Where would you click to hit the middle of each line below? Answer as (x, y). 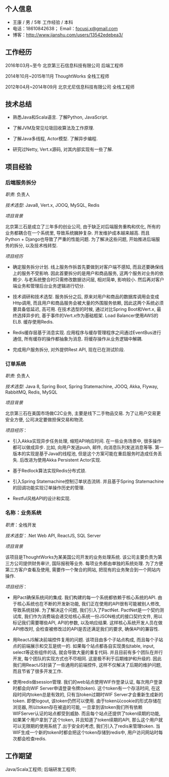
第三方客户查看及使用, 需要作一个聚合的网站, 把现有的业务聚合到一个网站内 (83, 570)
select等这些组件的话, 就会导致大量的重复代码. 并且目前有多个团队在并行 (88, 652)
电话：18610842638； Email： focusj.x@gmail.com (65, 28)
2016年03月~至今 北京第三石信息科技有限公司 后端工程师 (64, 65)
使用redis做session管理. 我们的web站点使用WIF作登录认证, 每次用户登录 (88, 682)
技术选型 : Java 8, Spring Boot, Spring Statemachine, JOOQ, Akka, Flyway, (82, 386)
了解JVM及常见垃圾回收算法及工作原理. (53, 128)
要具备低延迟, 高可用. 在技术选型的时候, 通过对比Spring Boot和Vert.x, (84, 309)
